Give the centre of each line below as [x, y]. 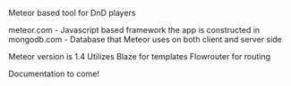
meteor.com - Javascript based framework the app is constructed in [134, 30]
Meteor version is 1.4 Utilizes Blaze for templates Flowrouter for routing [139, 56]
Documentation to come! [54, 74]
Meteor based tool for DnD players [72, 13]
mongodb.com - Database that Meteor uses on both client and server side [145, 39]
